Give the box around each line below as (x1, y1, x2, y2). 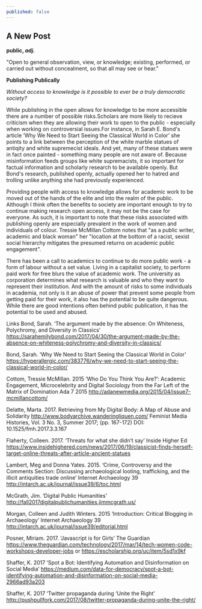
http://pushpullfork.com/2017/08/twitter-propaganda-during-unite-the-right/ (6, 596, 196, 604)
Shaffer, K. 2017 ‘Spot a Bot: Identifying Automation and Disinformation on (6, 559, 189, 566)
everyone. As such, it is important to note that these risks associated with (6, 214, 188, 221)
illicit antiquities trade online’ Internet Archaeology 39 (6, 474, 138, 482)
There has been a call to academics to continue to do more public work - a (6, 257, 191, 265)
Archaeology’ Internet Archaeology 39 (6, 516, 101, 524)
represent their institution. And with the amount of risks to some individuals (6, 283, 192, 290)
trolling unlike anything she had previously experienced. (6, 177, 145, 184)
